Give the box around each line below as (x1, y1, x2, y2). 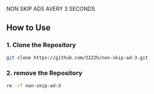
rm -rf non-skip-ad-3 (6, 82, 61, 89)
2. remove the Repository (6, 69, 83, 78)
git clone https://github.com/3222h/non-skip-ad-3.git (6, 55, 149, 61)
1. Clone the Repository (6, 41, 76, 49)
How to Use (6, 22, 51, 33)
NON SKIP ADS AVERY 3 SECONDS (6, 5, 96, 12)
